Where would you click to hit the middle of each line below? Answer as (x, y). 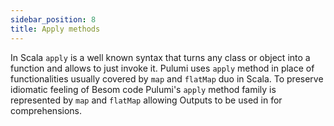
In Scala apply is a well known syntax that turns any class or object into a (160, 57)
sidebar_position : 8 (53, 19)
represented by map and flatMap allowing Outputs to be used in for (146, 100)
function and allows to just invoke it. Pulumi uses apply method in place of (162, 68)
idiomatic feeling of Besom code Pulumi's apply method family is (143, 89)
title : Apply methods (55, 29)
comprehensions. (46, 110)
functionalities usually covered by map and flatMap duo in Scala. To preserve (167, 78)
